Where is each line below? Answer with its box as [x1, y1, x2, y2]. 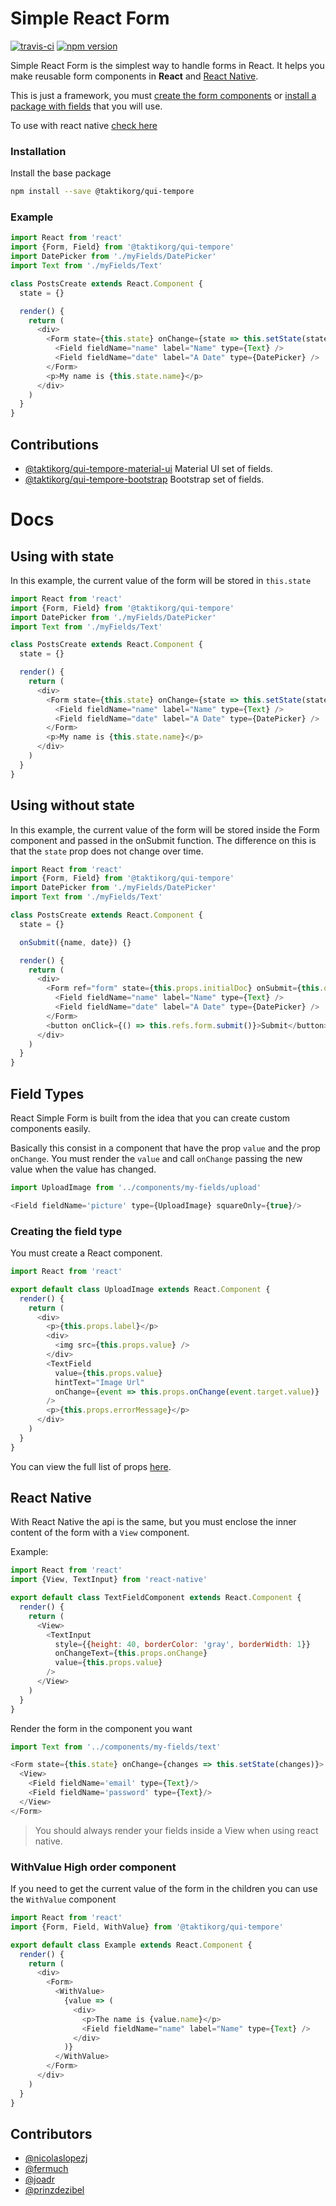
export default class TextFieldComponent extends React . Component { [10, 1593, 302, 1603]
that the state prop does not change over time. [10, 845, 204, 857]
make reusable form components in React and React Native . [10, 70, 259, 82]
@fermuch [24, 2163, 69, 2175]
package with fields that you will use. [10, 100, 163, 112]
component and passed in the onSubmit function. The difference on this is [10, 834, 317, 846]
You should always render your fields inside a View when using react [34, 1824, 319, 1836]
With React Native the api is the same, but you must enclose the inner [10, 1516, 297, 1528]
